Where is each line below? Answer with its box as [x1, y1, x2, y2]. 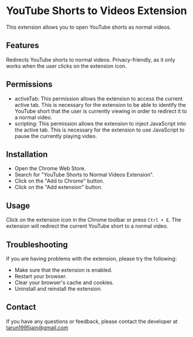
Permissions [6, 79, 53, 89]
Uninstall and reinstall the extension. [14, 285, 102, 292]
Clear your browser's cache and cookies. [14, 279, 114, 286]
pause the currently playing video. [14, 132, 98, 139]
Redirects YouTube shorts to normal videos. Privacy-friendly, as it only [6, 56, 175, 63]
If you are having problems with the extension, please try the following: [6, 255, 177, 262]
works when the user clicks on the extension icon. [6, 62, 127, 69]
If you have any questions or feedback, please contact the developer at [6, 318, 178, 325]
